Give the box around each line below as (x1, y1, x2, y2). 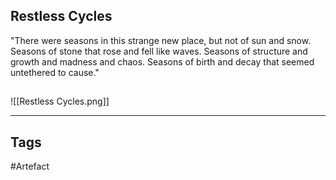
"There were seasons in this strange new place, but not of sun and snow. (10, 34, 312, 46)
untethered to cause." (10, 66, 100, 78)
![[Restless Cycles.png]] (10, 95, 110, 108)
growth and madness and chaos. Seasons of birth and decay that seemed (10, 55, 315, 68)
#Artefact (10, 160, 50, 173)
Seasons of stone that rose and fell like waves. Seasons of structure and (10, 45, 308, 57)
